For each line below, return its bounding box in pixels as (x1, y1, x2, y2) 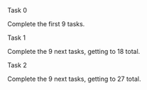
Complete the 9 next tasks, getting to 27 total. (7, 74, 141, 83)
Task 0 (7, 6, 27, 14)
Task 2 (7, 61, 27, 69)
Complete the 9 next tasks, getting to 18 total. (7, 47, 141, 55)
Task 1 (7, 33, 26, 42)
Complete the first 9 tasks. (7, 20, 85, 28)
